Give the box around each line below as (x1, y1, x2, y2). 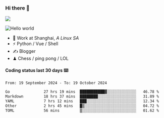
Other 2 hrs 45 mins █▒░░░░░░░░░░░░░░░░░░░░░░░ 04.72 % (5, 103, 159, 108)
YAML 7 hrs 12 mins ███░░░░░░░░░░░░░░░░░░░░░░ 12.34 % (5, 99, 159, 104)
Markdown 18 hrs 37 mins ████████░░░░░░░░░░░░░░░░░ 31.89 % (5, 94, 159, 99)
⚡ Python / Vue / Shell (12, 41, 59, 47)
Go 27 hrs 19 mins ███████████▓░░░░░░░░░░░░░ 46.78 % (5, 89, 159, 94)
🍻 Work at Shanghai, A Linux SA (12, 35, 79, 41)
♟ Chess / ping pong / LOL (12, 55, 69, 62)
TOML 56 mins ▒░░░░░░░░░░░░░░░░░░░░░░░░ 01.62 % (5, 108, 159, 113)
